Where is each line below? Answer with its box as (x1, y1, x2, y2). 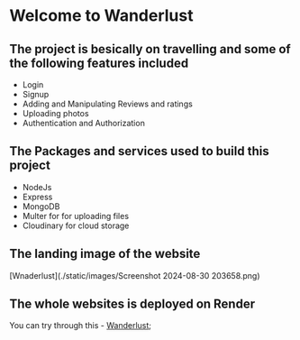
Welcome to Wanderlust (9, 5, 194, 26)
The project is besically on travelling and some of (9, 41, 291, 57)
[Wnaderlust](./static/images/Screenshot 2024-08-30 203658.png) (9, 270, 260, 280)
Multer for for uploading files (22, 210, 129, 221)
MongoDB (22, 200, 60, 212)
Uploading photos (22, 108, 89, 118)
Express (22, 191, 53, 202)
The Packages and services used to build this (9, 143, 269, 159)
